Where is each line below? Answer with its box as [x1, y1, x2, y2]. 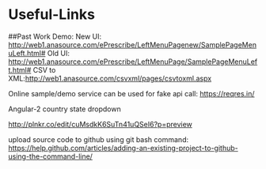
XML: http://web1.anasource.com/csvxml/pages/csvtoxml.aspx [8, 73, 212, 83]
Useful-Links [8, 6, 95, 24]
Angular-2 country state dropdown [8, 104, 121, 114]
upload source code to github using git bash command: [8, 134, 188, 144]
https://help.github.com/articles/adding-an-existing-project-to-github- [8, 143, 239, 152]
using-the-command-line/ [8, 152, 93, 161]
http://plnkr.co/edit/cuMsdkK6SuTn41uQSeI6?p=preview [8, 119, 192, 129]
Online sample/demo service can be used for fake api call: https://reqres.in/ [8, 88, 255, 98]
